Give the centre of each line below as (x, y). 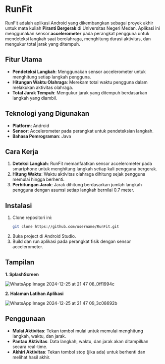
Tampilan (20, 262)
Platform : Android (31, 126)
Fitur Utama (24, 60)
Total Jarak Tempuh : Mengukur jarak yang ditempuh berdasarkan (80, 92)
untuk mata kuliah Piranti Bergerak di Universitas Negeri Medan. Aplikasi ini (82, 28)
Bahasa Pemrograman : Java (42, 136)
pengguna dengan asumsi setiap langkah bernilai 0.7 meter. (73, 190)
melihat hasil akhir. (31, 357)
